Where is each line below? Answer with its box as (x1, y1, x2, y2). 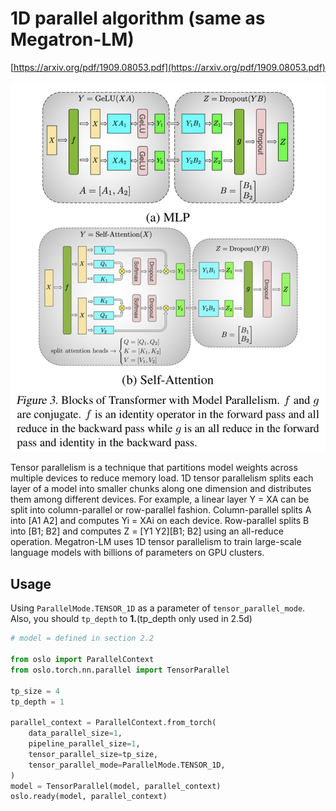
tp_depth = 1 (10, 697, 65, 707)
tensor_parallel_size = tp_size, (28, 749, 159, 759)
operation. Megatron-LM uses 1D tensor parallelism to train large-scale (10, 536, 302, 548)
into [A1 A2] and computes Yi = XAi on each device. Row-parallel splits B (10, 515, 310, 527)
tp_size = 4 (10, 686, 60, 696)
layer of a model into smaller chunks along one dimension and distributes (10, 483, 312, 495)
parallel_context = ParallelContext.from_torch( (10, 718, 217, 728)
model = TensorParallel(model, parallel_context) (10, 781, 222, 791)
